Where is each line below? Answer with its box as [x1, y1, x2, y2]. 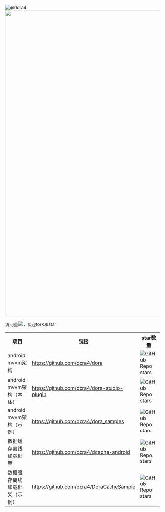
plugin [31, 391, 47, 398]
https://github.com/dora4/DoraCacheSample [31, 484, 136, 490]
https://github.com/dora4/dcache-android [31, 449, 130, 455]
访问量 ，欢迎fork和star [5, 322, 56, 327]
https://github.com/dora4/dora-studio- [31, 385, 124, 391]
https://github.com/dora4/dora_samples [31, 418, 124, 425]
